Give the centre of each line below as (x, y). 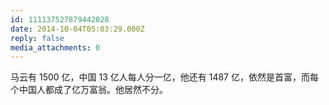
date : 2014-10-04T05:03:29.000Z (77, 29)
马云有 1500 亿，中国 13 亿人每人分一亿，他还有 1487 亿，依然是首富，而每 (164, 77)
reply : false (37, 38)
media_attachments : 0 (55, 47)
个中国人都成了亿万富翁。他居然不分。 (89, 90)
